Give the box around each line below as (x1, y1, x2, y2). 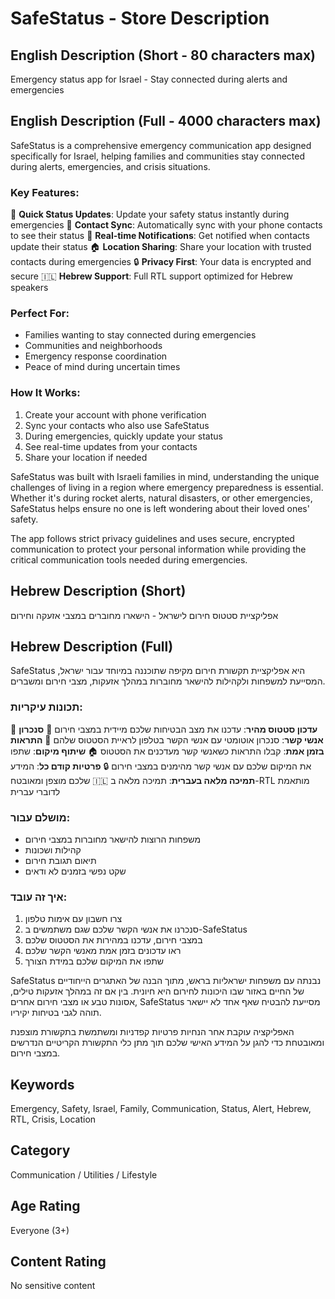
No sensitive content (10, 1280, 96, 1292)
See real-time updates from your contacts (24, 440, 198, 452)
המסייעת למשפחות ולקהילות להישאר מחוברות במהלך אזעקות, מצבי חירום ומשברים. (10, 675, 326, 687)
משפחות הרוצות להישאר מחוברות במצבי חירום (24, 833, 202, 845)
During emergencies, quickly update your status (24, 430, 223, 442)
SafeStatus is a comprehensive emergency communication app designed (10, 139, 312, 151)
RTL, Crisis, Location (10, 1113, 97, 1126)
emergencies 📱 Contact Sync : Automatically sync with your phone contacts (10, 219, 323, 231)
